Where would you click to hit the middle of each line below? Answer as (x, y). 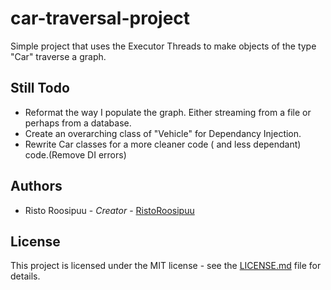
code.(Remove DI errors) (75, 154)
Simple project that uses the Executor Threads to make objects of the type (163, 46)
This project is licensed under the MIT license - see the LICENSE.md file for (166, 266)
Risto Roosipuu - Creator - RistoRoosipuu (109, 210)
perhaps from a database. (78, 123)
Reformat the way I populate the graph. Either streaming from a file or (168, 112)
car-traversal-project (100, 18)
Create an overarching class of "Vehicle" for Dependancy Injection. (163, 133)
